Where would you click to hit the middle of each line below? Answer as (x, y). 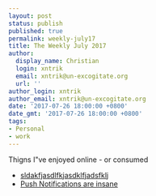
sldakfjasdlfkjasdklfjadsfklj (64, 175)
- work (19, 136)
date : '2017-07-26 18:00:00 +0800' (68, 106)
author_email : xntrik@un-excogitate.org (78, 99)
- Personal (27, 129)
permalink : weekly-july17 (52, 38)
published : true (36, 31)
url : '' (29, 83)
